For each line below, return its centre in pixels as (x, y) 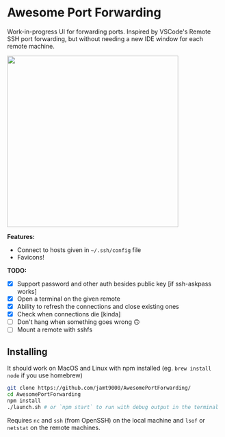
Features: (21, 236)
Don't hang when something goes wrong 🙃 (78, 322)
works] (27, 291)
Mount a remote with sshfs (55, 329)
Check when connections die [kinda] (69, 314)
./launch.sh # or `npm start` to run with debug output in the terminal (113, 407)
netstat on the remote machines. (54, 427)
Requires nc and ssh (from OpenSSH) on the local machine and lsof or (106, 420)
